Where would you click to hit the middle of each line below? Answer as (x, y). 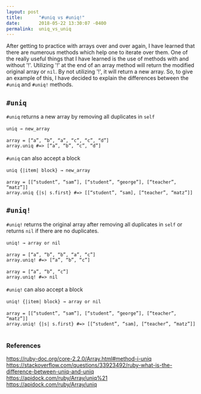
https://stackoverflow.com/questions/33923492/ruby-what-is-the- (89, 365)
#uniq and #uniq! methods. (40, 85)
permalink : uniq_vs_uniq (39, 29)
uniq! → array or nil (33, 243)
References (24, 346)
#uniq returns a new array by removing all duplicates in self (81, 117)
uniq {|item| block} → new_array (48, 171)
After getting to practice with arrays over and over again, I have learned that (101, 46)
